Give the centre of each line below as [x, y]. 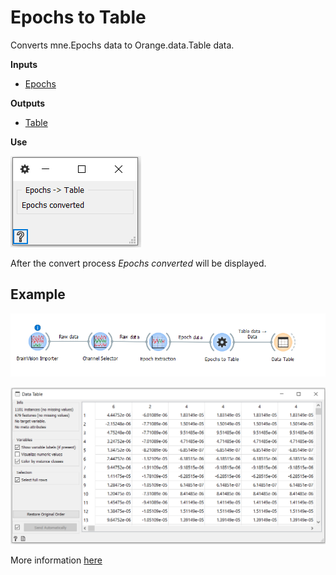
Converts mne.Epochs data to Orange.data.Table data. [122, 45]
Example [38, 294]
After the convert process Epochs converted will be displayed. [138, 263]
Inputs [24, 64]
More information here [56, 560]
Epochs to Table [78, 17]
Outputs [28, 103]
